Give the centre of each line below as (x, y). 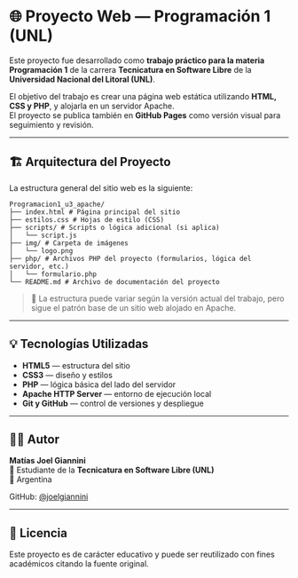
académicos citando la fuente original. (79, 564)
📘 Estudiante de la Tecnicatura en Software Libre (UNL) (112, 470)
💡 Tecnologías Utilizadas (79, 344)
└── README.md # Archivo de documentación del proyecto (114, 281)
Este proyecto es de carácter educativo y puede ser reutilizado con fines (142, 554)
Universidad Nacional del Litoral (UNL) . (82, 79)
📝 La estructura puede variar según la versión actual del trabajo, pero (157, 298)
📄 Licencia (39, 533)
